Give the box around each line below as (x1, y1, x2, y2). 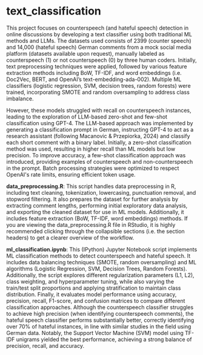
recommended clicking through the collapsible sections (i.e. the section (6, 227, 185, 235)
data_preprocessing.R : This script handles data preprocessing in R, (6, 183, 176, 190)
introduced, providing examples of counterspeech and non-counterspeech (6, 158, 193, 165)
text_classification (6, 4, 102, 18)
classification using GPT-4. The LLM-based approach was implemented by (6, 119, 193, 126)
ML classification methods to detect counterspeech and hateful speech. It (6, 252, 191, 259)
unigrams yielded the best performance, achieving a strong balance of (16, 336, 192, 343)
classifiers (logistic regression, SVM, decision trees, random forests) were (6, 82, 191, 89)
